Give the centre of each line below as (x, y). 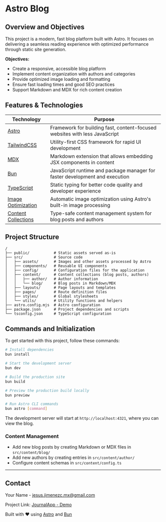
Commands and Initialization (50, 329)
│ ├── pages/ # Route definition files (56, 292)
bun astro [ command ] (26, 409)
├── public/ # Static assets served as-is (61, 253)
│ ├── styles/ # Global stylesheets (52, 296)
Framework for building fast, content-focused (103, 128)
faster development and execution (90, 177)
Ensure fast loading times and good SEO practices (63, 84)
